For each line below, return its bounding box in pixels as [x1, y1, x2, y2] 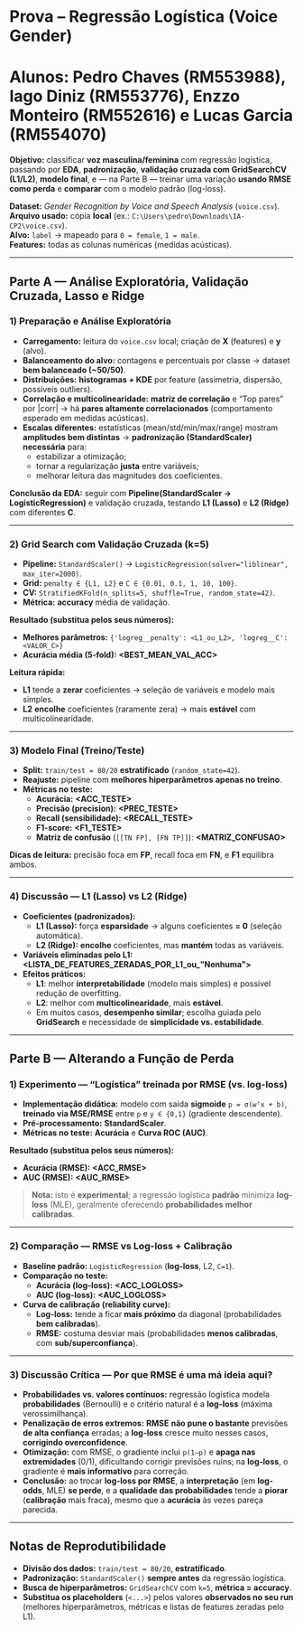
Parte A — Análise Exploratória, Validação [9, 274, 250, 289]
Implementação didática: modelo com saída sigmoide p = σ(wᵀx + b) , [22, 1098, 288, 1109]
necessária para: [22, 441, 87, 452]
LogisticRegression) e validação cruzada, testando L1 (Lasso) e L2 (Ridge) [9, 497, 289, 508]
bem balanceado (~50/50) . [22, 364, 126, 375]
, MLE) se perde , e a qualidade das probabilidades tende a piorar [41, 1484, 289, 1495]
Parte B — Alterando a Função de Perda [9, 1051, 234, 1067]
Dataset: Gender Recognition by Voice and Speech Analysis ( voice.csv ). [9, 201, 280, 212]
